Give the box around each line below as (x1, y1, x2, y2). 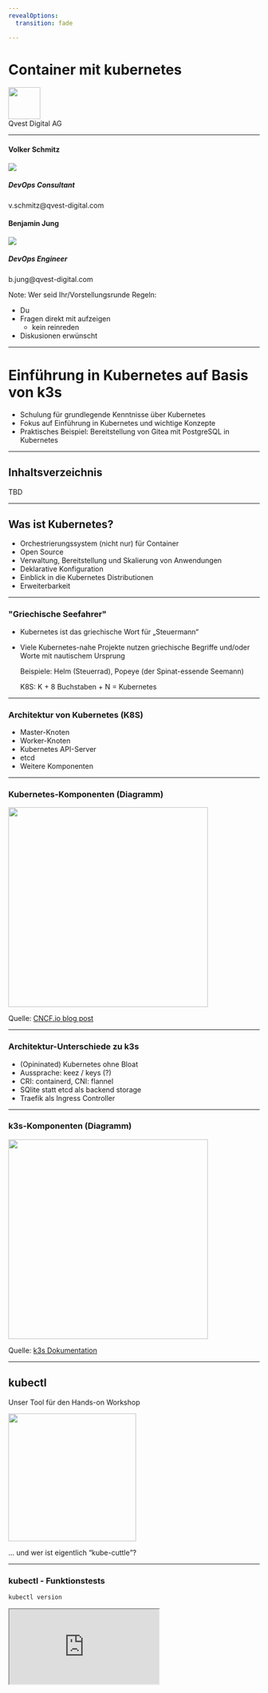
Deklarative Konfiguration (19, 564, 104, 574)
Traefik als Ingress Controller (19, 1093, 116, 1103)
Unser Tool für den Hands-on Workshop (8, 1397, 140, 1407)
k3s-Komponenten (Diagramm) (8, 1120, 132, 1131)
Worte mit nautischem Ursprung (19, 650, 125, 660)
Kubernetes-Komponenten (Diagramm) (8, 789, 164, 800)
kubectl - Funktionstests (8, 1575, 105, 1586)
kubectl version (8, 1593, 62, 1601)
